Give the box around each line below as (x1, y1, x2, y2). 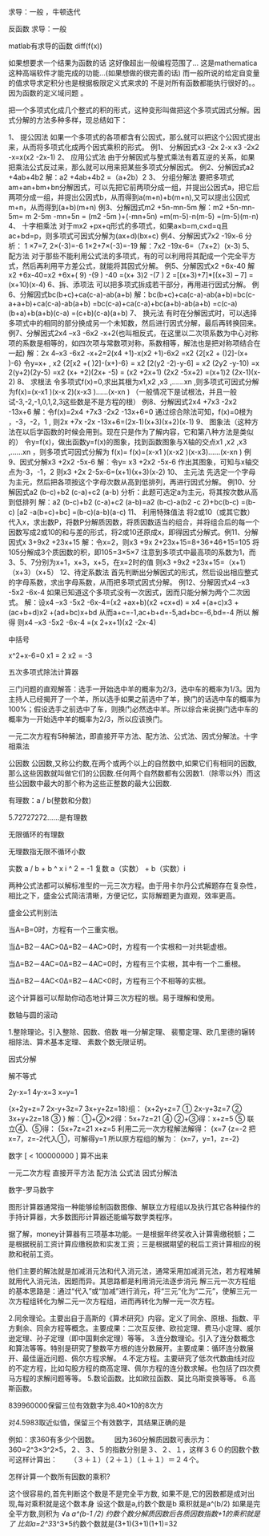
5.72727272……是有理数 (8, 813, 88, 822)
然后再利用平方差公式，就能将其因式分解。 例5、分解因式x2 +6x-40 (22, 261, 246, 270)
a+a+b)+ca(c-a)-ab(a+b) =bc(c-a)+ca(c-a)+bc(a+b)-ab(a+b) (8, 299, 211, 308)
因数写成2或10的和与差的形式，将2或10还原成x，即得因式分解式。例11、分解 (8, 528, 259, 537)
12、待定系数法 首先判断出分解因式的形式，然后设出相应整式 (59, 568, 259, 577)
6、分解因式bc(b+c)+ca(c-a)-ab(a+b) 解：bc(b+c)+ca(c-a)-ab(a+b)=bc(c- (8, 290, 256, 299)
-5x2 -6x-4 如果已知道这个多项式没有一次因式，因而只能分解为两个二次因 (8, 588, 251, 597)
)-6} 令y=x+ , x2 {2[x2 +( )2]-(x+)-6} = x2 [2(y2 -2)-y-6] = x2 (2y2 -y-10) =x (8, 359, 260, 367)
